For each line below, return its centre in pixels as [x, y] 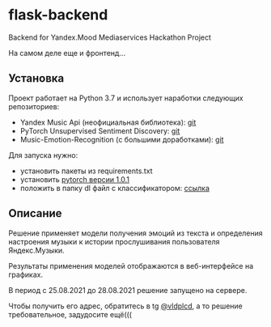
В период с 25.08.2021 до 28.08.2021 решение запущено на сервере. [128, 290]
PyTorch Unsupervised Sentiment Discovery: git [100, 130]
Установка [36, 79]
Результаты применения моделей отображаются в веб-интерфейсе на [131, 265]
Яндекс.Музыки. [36, 250]
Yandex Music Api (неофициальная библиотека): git [108, 122]
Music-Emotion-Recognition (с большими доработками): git [122, 139]
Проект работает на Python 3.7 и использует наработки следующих [126, 98]
